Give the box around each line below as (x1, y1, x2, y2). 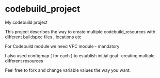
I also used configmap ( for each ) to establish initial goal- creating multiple (5, 52, 155, 59)
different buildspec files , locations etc (5, 34, 81, 40)
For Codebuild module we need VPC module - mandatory (5, 43, 120, 49)
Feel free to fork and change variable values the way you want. (5, 67, 131, 73)
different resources (5, 58, 44, 63)
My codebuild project (5, 19, 48, 25)
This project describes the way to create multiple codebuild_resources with (5, 29, 156, 34)
